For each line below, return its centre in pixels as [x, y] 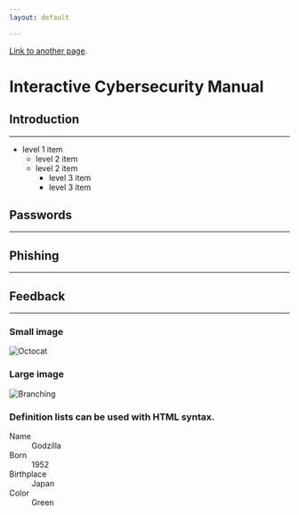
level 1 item [43, 149]
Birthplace [28, 474]
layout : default [39, 17]
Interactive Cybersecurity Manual [137, 86]
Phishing [34, 255]
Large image [36, 374]
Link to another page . [48, 51]
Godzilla [47, 446]
